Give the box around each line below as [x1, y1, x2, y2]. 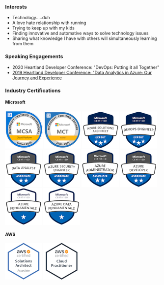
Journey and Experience [12, 75, 62, 81]
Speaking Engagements [5, 53, 63, 60]
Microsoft [5, 99, 26, 105]
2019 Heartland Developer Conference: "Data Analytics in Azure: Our [12, 69, 152, 75]
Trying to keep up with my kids [12, 25, 75, 31]
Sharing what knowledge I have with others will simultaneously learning [12, 35, 157, 41]
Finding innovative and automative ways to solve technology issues [12, 31, 149, 36]
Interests [5, 3, 27, 10]
